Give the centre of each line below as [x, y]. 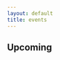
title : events [27, 20]
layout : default [30, 13]
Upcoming [30, 47]
